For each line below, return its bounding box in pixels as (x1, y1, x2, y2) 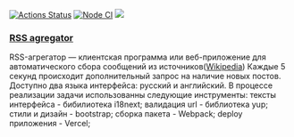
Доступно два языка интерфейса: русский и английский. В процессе (9, 80, 273, 91)
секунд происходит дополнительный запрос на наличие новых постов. (9, 71, 281, 82)
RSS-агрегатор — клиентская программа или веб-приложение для (9, 52, 266, 62)
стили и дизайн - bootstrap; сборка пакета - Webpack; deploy (9, 109, 243, 119)
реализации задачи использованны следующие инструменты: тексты (9, 90, 277, 101)
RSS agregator (9, 31, 74, 44)
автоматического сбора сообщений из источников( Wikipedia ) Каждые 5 (9, 61, 286, 72)
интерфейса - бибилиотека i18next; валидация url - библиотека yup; (9, 99, 268, 110)
